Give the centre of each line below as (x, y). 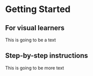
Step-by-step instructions (47, 56)
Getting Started (38, 9)
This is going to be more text (34, 68)
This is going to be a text (30, 40)
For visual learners (35, 28)
